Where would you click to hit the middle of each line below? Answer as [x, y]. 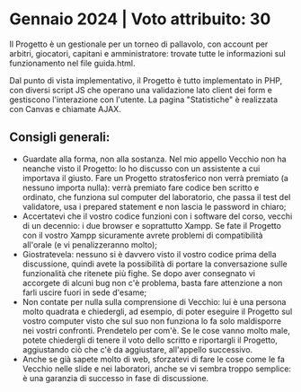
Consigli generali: [60, 138]
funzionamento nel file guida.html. [72, 63]
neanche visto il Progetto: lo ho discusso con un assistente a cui [141, 168]
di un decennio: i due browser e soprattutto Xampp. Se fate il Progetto [151, 225]
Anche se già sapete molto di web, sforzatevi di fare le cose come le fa [153, 359]
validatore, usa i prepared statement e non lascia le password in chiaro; [154, 206]
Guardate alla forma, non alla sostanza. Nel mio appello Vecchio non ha [154, 159]
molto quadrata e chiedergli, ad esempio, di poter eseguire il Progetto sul [157, 311]
